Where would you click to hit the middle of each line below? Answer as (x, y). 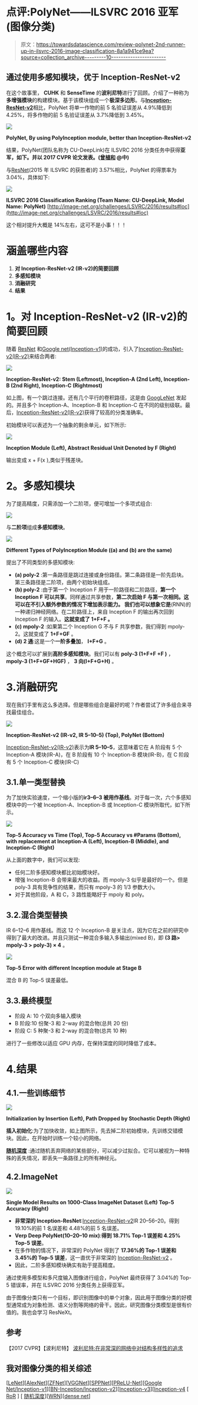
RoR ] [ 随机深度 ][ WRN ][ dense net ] (48, 1396)
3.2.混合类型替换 (37, 915)
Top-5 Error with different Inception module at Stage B (74, 968)
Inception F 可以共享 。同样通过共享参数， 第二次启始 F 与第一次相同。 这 (102, 596)
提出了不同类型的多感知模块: (41, 562)
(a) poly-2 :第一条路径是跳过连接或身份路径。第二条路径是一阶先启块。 (101, 575)
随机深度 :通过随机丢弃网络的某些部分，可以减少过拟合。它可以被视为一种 (95, 1150)
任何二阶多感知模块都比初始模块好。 (59, 872)
